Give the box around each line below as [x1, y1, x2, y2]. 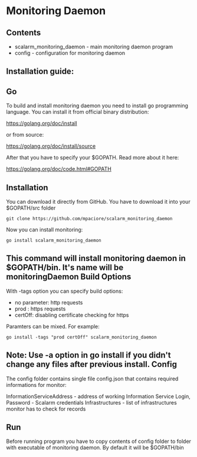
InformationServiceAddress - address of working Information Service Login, [6, 393, 191, 400]
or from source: [6, 131, 44, 138]
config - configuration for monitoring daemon [14, 49, 126, 57]
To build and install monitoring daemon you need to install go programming [6, 102, 189, 110]
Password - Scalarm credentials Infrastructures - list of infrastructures [6, 399, 177, 406]
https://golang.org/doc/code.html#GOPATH [6, 165, 112, 173]
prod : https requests [14, 305, 66, 312]
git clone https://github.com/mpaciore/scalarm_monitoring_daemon [6, 216, 173, 222]
